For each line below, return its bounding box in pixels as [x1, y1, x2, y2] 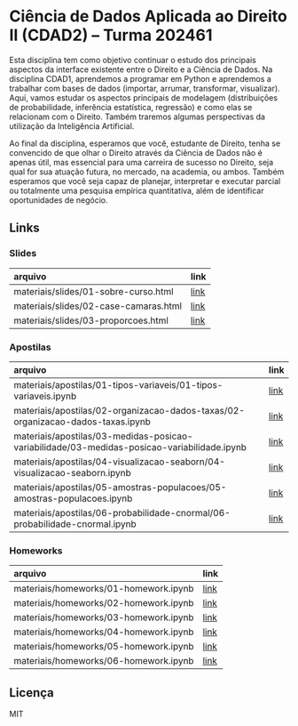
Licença [9, 685, 55, 700]
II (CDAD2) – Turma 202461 [9, 25, 213, 45]
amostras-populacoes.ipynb [13, 492, 133, 504]
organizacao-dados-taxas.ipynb [13, 415, 151, 428]
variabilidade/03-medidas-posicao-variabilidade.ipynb [13, 440, 247, 453]
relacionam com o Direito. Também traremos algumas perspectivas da [9, 111, 266, 122]
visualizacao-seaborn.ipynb [13, 466, 131, 479]
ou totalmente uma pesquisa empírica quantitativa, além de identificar [9, 185, 264, 196]
